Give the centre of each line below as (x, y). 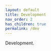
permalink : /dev (22, 29)
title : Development (26, 15)
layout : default (22, 10)
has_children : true (26, 24)
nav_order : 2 (19, 19)
